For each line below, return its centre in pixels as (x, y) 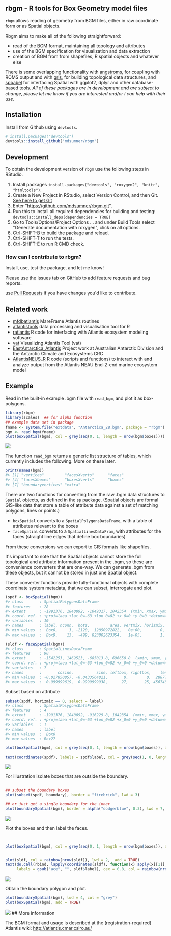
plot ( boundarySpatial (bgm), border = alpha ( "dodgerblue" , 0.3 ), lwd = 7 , (85, 809)
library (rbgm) (20, 413)
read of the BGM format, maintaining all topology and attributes (79, 46)
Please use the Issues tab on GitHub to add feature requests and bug (78, 278)
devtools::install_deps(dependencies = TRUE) (62, 217)
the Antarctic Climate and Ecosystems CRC (58, 354)
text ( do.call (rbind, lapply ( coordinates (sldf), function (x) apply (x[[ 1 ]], (86, 865)
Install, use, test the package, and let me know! (55, 268)
